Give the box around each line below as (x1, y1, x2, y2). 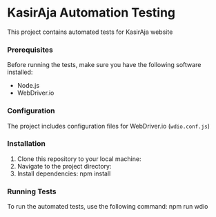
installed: (7, 68, 33, 77)
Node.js (17, 82, 40, 90)
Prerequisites (7, 45, 53, 55)
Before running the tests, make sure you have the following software (7, 61, 202, 69)
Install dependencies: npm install (17, 169, 111, 178)
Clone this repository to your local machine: (17, 154, 141, 163)
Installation (7, 139, 46, 149)
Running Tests (7, 187, 57, 196)
